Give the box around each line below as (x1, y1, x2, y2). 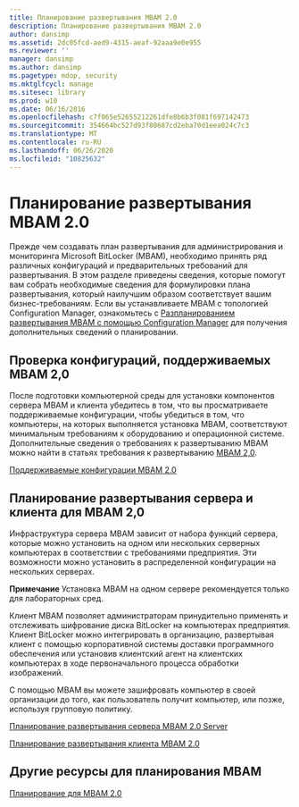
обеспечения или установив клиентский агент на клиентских (9, 649, 244, 660)
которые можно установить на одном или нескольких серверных (9, 538, 261, 549)
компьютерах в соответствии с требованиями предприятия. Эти (9, 547, 257, 559)
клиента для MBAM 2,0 (9, 504, 145, 519)
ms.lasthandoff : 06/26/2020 (9, 146, 114, 155)
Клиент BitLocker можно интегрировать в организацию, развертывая (9, 629, 275, 640)
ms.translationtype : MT (9, 130, 98, 139)
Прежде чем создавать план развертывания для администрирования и (9, 241, 284, 252)
